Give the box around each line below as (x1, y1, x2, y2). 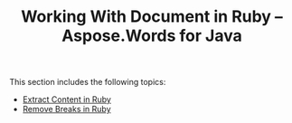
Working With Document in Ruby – (21, 6, 283, 27)
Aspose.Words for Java (61, 25, 242, 46)
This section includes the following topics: (9, 77, 166, 88)
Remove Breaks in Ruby (22, 104, 111, 115)
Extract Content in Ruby (22, 94, 111, 105)
